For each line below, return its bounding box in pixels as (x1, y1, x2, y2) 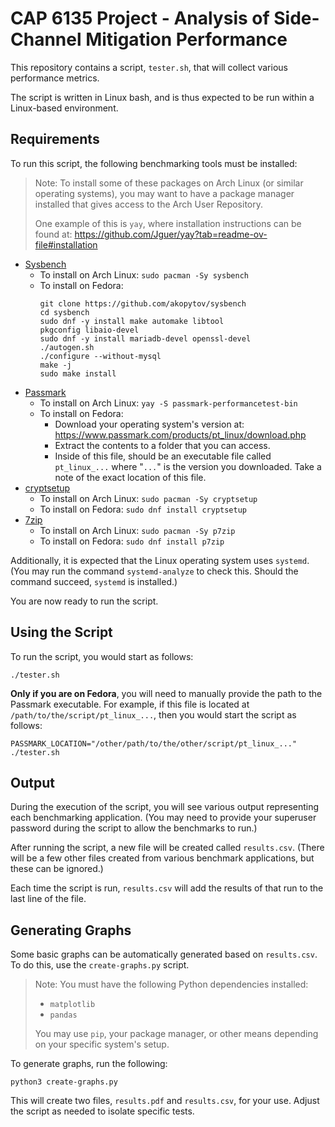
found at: (34, 228, 73, 240)
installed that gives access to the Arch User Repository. (34, 198, 263, 210)
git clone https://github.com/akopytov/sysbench (39, 298, 247, 309)
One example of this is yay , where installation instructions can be (34, 217, 302, 229)
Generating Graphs (10, 922, 132, 939)
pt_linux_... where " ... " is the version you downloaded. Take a (54, 460, 322, 472)
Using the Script (10, 624, 113, 641)
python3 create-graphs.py (10, 1077, 118, 1087)
